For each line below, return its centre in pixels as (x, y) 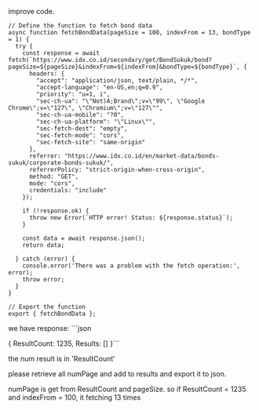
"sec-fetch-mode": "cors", (80, 136)
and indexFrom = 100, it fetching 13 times (75, 397)
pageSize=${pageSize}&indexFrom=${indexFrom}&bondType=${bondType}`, (124, 67)
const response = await (61, 53)
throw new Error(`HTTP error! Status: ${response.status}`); (131, 218)
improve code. (31, 11)
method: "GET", (54, 176)
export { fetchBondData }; (52, 314)
